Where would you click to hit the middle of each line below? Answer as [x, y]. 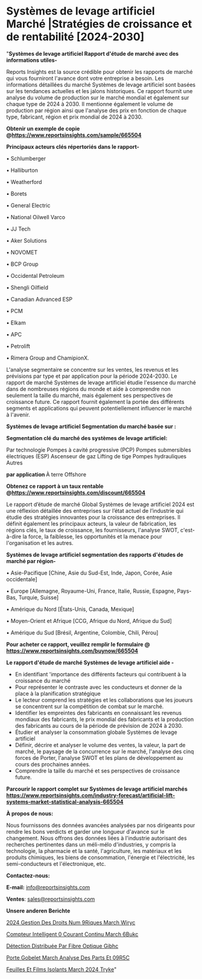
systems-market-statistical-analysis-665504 [65, 802]
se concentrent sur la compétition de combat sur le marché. [89, 706]
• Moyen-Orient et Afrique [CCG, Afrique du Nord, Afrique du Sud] [89, 621]
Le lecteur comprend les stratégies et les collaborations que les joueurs [104, 700]
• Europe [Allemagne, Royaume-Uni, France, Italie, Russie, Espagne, [91, 591]
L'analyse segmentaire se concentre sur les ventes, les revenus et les [93, 369]
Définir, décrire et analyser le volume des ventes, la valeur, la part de [100, 745]
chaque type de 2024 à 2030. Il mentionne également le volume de [90, 104]
